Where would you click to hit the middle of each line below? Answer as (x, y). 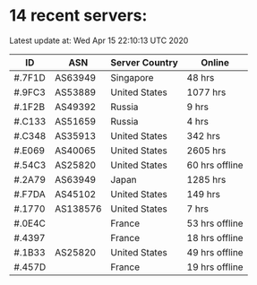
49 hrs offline (215, 252)
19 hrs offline (215, 267)
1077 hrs (206, 92)
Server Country (145, 62)
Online (215, 62)
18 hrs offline (215, 237)
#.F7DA (30, 194)
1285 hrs (206, 179)
